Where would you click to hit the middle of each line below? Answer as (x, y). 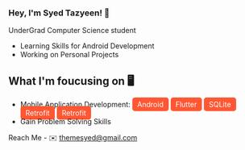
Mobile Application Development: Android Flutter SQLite (125, 105)
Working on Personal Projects (69, 55)
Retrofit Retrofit (56, 113)
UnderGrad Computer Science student (73, 31)
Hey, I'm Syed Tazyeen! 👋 (59, 13)
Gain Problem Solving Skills (65, 122)
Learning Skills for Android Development (87, 46)
